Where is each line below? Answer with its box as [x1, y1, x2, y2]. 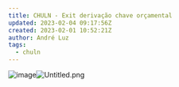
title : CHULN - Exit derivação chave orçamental [8, 11, 173, 20]
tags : [8, 41, 26, 49]
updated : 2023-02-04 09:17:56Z [8, 19, 112, 27]
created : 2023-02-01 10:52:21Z [8, 26, 112, 34]
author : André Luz [8, 33, 69, 42]
